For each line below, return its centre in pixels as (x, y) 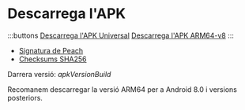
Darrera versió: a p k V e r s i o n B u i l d (59, 74)
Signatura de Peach (51, 50)
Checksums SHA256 (53, 59)
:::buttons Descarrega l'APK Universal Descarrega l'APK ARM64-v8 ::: (121, 35)
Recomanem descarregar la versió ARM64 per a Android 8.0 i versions (122, 89)
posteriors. (25, 97)
